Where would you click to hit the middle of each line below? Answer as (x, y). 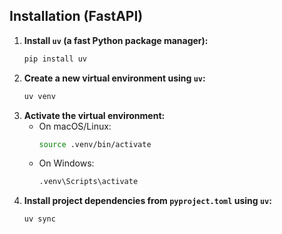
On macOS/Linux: (75, 126)
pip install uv (55, 59)
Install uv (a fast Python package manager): (116, 40)
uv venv (39, 96)
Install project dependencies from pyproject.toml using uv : (147, 201)
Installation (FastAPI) (76, 16)
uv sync (39, 219)
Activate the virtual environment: (94, 115)
